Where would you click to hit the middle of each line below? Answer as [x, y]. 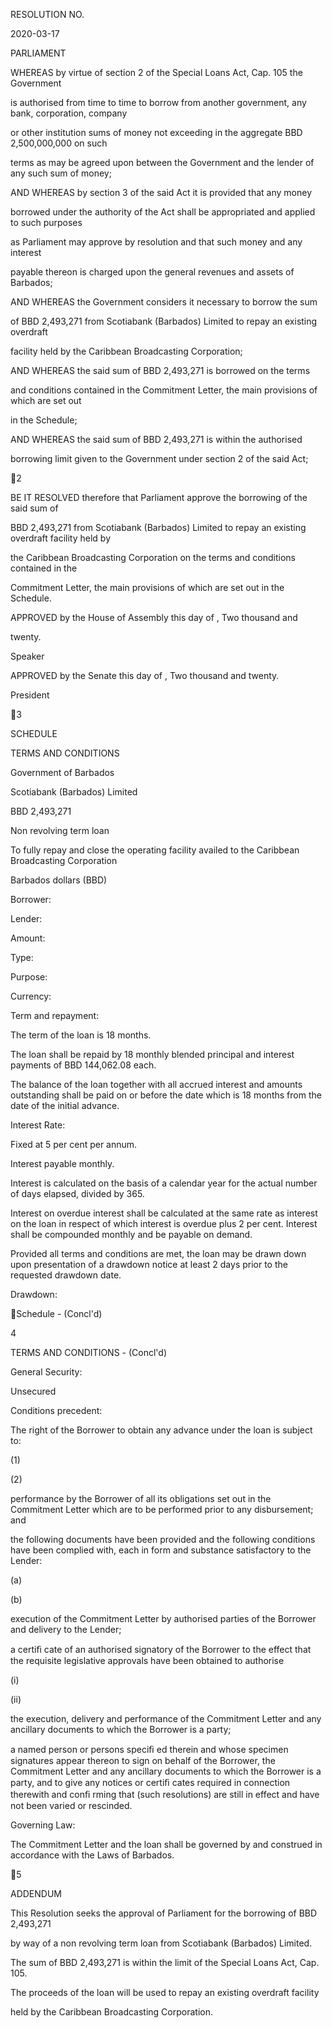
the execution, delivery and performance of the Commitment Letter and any [166, 1718]
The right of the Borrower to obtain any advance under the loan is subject [161, 1430]
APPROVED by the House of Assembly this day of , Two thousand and [154, 617]
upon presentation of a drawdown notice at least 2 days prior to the [149, 1264]
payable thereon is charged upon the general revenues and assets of [152, 272]
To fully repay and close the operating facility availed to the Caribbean [155, 850]
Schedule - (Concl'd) [59, 1313]
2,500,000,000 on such [59, 143]
